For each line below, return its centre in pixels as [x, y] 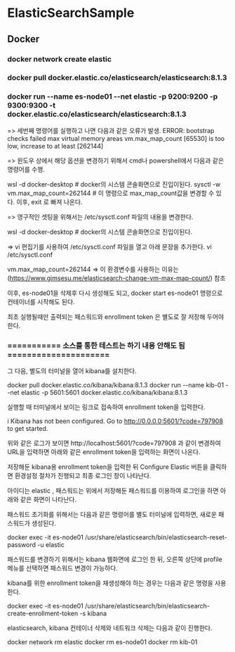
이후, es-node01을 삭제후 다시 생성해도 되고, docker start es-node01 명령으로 [115, 293]
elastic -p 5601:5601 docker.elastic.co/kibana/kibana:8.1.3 [104, 393]
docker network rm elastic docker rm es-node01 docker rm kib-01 [102, 642]
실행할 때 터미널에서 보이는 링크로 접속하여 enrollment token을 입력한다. [106, 407]
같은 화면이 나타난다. [48, 500]
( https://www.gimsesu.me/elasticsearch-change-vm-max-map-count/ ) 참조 [116, 278]
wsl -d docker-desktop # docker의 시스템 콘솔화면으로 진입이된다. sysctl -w [114, 184]
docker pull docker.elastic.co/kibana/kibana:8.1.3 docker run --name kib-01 [116, 385]
